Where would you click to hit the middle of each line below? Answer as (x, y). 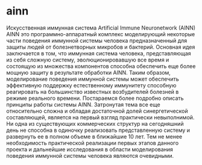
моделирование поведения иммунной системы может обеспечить (93, 79)
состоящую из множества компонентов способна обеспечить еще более (101, 66)
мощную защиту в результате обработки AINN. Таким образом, (88, 72)
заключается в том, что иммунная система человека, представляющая (99, 53)
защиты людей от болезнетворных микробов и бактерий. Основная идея (101, 47)
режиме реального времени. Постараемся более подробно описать (95, 98)
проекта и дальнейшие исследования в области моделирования (90, 149)
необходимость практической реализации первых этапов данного (93, 143)
